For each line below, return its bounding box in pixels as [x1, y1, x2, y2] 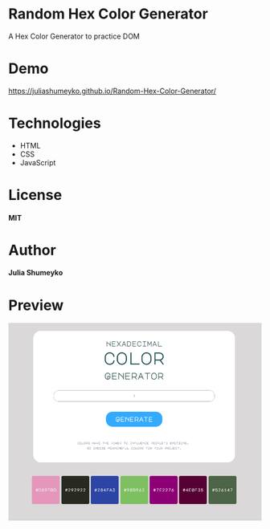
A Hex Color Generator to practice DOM [8, 31, 141, 41]
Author [8, 241, 56, 259]
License [8, 186, 63, 204]
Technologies [8, 114, 102, 132]
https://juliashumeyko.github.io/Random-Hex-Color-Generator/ [8, 86, 217, 96]
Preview [8, 296, 64, 314]
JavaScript [19, 157, 56, 167]
